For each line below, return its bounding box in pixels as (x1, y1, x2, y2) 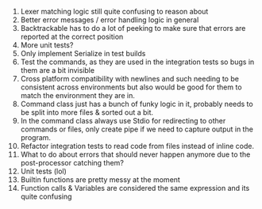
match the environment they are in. (20, 91, 136, 100)
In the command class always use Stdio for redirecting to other (20, 116, 226, 125)
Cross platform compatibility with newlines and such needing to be (20, 74, 239, 83)
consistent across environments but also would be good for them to (20, 82, 242, 92)
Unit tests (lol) (20, 166, 67, 176)
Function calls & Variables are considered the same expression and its (20, 184, 250, 192)
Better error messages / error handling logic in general (20, 15, 199, 25)
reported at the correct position (20, 32, 124, 41)
